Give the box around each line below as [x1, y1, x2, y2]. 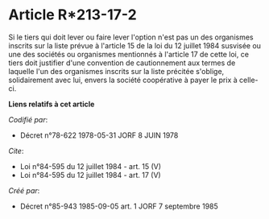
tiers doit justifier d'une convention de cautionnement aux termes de [8, 58, 236, 68]
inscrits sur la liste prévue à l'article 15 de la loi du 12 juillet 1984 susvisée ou [8, 40, 262, 50]
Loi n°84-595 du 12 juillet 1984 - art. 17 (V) [19, 170, 161, 180]
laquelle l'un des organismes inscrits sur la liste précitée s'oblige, [8, 66, 225, 76]
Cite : [8, 146, 24, 155]
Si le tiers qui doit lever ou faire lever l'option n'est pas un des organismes [8, 32, 254, 42]
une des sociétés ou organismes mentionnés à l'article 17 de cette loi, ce [8, 49, 250, 59]
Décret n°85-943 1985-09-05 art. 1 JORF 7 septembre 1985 [19, 201, 219, 211]
